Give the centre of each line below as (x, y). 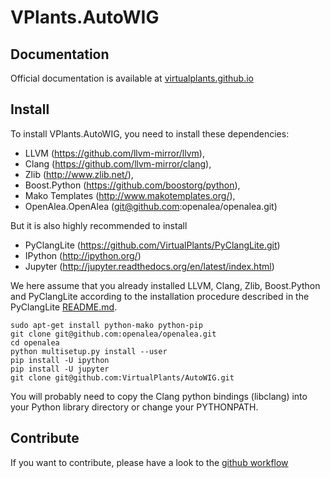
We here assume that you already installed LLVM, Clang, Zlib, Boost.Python (165, 285)
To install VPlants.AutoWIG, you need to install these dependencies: (150, 133)
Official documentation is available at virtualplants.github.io (132, 78)
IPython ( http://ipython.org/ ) (83, 255)
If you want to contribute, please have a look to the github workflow (149, 462)
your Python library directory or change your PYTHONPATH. (134, 407)
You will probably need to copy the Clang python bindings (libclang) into (159, 396)
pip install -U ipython (60, 360)
